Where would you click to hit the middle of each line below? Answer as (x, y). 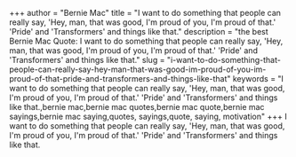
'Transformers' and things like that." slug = (87, 60)
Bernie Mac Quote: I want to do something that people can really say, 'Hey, (146, 41)
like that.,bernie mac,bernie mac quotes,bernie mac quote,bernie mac (137, 107)
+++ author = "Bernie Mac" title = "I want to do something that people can (145, 13)
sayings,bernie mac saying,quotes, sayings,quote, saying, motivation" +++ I (148, 116)
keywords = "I (258, 78)
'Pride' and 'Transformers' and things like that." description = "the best (139, 31)
